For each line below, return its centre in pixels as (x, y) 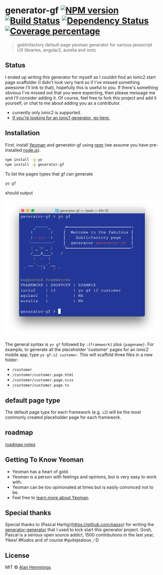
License (17, 555)
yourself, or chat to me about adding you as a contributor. (63, 103)
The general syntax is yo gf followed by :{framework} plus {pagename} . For (80, 344)
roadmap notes (20, 444)
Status (15, 65)
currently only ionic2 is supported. (47, 112)
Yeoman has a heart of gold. (41, 471)
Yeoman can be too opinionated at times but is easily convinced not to (83, 487)
